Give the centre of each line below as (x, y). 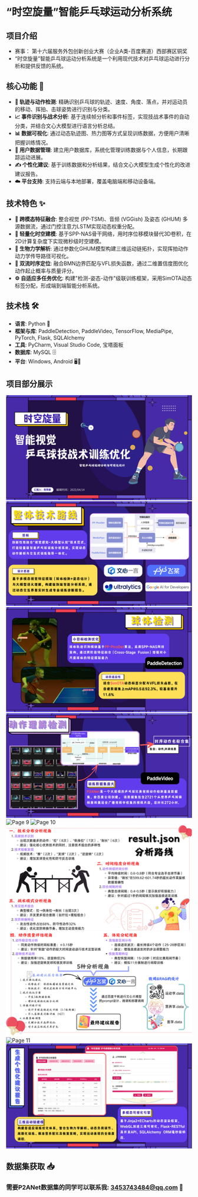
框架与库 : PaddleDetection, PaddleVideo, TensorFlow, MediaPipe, (94, 331)
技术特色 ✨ (26, 204)
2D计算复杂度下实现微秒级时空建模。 (60, 241)
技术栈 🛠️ (23, 306)
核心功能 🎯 (25, 86)
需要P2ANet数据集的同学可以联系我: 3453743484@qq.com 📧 (95, 1188)
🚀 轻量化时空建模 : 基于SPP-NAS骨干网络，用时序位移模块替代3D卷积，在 (103, 234)
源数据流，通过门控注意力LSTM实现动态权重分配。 (76, 226)
